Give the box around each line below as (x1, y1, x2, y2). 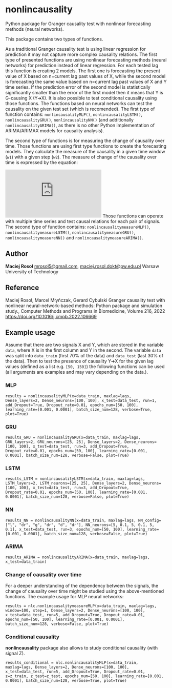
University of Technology (5, 268, 59, 275)
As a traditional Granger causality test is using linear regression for (5, 46, 146, 52)
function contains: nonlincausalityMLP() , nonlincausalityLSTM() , (5, 111, 143, 117)
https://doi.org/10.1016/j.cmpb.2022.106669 (5, 313, 97, 319)
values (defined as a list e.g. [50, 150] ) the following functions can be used (5, 363, 165, 370)
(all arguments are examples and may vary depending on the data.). (5, 369, 148, 375)
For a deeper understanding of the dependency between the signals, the (5, 583, 159, 589)
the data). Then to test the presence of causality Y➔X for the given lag (5, 358, 154, 365)
